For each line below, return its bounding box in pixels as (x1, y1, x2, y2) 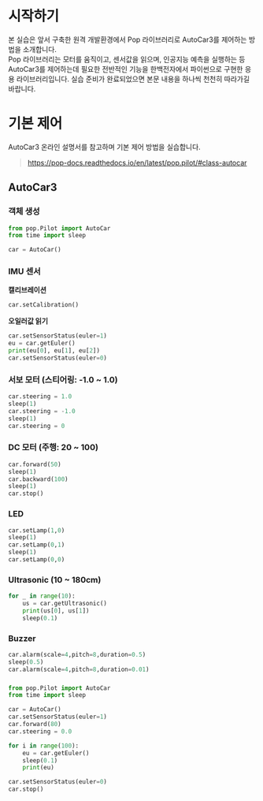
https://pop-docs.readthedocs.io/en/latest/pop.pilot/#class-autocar (27, 158, 247, 167)
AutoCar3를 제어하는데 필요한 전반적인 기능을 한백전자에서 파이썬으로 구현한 (8, 64, 243, 73)
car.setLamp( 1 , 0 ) (8, 526, 65, 535)
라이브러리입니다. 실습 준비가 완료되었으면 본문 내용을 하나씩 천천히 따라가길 (16, 74, 250, 84)
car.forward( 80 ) (8, 721, 61, 728)
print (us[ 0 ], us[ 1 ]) (22, 606, 90, 615)
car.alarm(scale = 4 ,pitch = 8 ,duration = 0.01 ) (8, 665, 150, 673)
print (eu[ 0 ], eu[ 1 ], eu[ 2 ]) (8, 347, 101, 355)
